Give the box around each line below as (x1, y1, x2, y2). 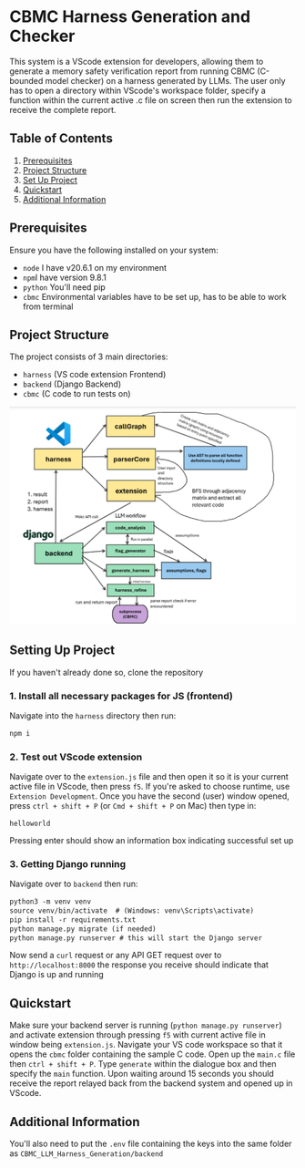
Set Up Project (22, 174, 77, 185)
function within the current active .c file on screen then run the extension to (9, 94, 293, 106)
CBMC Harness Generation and (9, 6, 251, 27)
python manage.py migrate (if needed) (9, 925, 157, 934)
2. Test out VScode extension (9, 750, 143, 763)
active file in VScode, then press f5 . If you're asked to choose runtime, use (9, 781, 290, 792)
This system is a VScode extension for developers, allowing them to (9, 56, 264, 67)
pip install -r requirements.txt (9, 915, 137, 925)
